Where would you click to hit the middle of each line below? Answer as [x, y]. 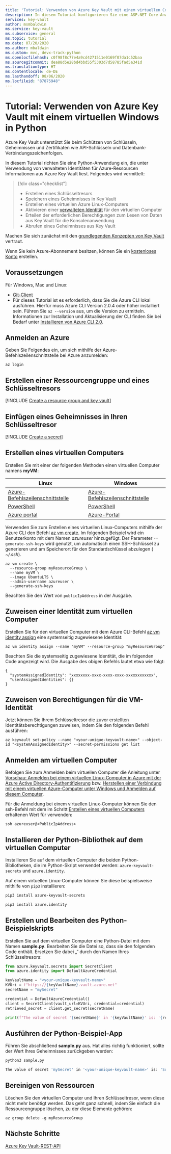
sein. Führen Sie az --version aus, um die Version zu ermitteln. [79, 311]
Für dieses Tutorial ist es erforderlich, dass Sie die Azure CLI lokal [82, 300]
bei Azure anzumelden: [84, 355]
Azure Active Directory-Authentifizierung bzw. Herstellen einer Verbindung [83, 783]
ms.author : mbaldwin [27, 48]
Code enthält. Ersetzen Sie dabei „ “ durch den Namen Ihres [67, 952]
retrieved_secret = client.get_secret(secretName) [60, 1008]
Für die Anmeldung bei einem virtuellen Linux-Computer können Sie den [81, 804]
